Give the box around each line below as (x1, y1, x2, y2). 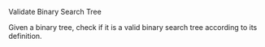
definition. (8, 32, 42, 41)
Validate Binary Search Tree (8, 7, 102, 16)
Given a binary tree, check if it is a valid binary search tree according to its (8, 23, 258, 32)
